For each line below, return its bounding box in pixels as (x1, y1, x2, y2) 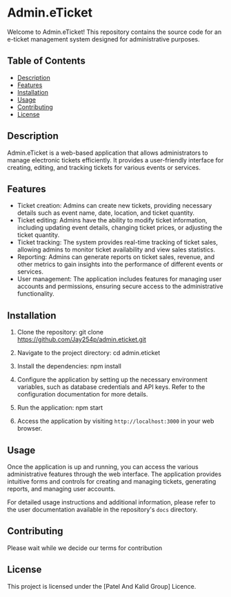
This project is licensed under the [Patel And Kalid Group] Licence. (7, 582, 197, 590)
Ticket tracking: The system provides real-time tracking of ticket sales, (17, 238, 219, 247)
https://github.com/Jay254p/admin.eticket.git (17, 335, 147, 343)
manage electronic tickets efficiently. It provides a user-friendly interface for (7, 155, 224, 164)
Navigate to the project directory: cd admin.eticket (17, 349, 161, 357)
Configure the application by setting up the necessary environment (17, 375, 208, 384)
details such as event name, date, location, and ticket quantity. (17, 209, 195, 217)
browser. (17, 424, 43, 433)
